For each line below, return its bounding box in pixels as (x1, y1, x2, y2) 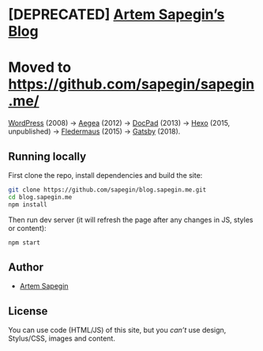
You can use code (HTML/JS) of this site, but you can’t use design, (8, 326, 227, 335)
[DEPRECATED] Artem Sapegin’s (8, 6, 225, 24)
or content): (8, 223, 47, 232)
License (8, 304, 48, 318)
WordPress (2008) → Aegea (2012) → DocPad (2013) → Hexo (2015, (8, 119, 231, 128)
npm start (8, 239, 41, 247)
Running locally (8, 149, 87, 163)
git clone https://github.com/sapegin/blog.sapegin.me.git (8, 186, 207, 194)
